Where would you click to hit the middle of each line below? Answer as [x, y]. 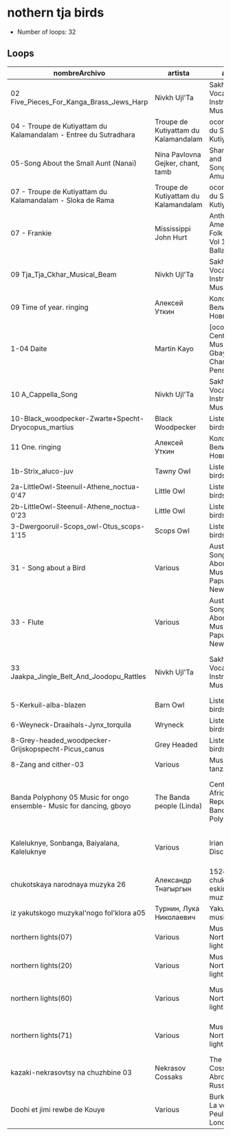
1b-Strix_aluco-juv [42, 471]
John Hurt [171, 237]
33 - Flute [27, 622]
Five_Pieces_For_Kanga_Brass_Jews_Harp [79, 101]
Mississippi [173, 228]
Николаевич [175, 917]
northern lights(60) [42, 998]
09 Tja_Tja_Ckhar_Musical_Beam [64, 274]
